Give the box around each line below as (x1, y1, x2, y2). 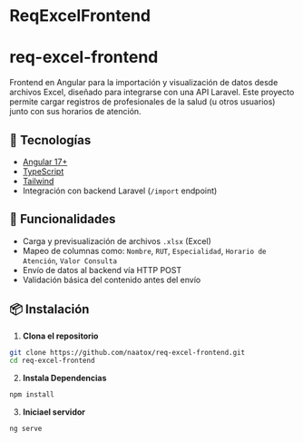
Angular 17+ (22, 156, 68, 167)
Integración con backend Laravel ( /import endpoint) (22, 185, 218, 196)
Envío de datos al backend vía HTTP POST (22, 264, 182, 275)
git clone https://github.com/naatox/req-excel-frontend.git (9, 348, 246, 357)
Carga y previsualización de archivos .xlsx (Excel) (22, 235, 211, 246)
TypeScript (22, 165, 64, 177)
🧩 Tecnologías (9, 133, 92, 148)
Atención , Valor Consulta (22, 255, 118, 266)
